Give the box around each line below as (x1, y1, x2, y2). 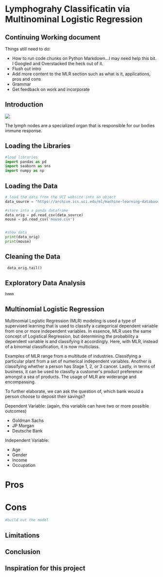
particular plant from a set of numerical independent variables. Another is (5, 359, 152, 364)
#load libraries (5, 155, 38, 160)
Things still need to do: (5, 46, 51, 52)
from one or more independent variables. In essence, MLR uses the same (5, 328, 152, 334)
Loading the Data (5, 181, 58, 190)
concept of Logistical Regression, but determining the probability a (5, 333, 139, 339)
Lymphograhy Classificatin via (5, 3, 130, 15)
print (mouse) (5, 239, 32, 244)
